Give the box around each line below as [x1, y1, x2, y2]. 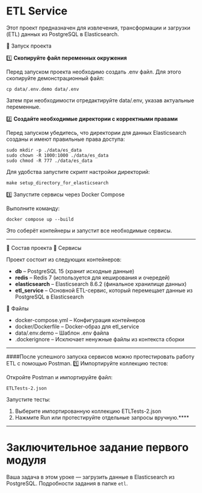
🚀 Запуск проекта [6, 42, 52, 49]
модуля [6, 453, 47, 467]
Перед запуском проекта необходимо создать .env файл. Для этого [6, 68, 182, 75]
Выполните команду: [6, 205, 60, 212]
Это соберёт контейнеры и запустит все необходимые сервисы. [6, 227, 173, 234]
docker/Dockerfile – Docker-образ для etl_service [14, 323, 139, 330]
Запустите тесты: [6, 395, 50, 403]
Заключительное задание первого [6, 441, 189, 454]
